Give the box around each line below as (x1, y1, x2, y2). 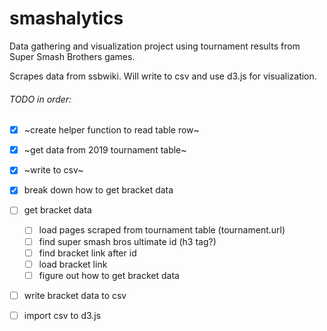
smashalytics (9, 7, 124, 30)
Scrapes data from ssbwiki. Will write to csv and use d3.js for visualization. (9, 70, 317, 82)
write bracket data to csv (23, 289, 127, 301)
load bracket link (38, 258, 108, 270)
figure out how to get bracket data (38, 269, 180, 281)
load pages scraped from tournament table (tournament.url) (38, 224, 286, 236)
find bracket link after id (38, 247, 137, 259)
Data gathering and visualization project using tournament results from (9, 40, 301, 52)
